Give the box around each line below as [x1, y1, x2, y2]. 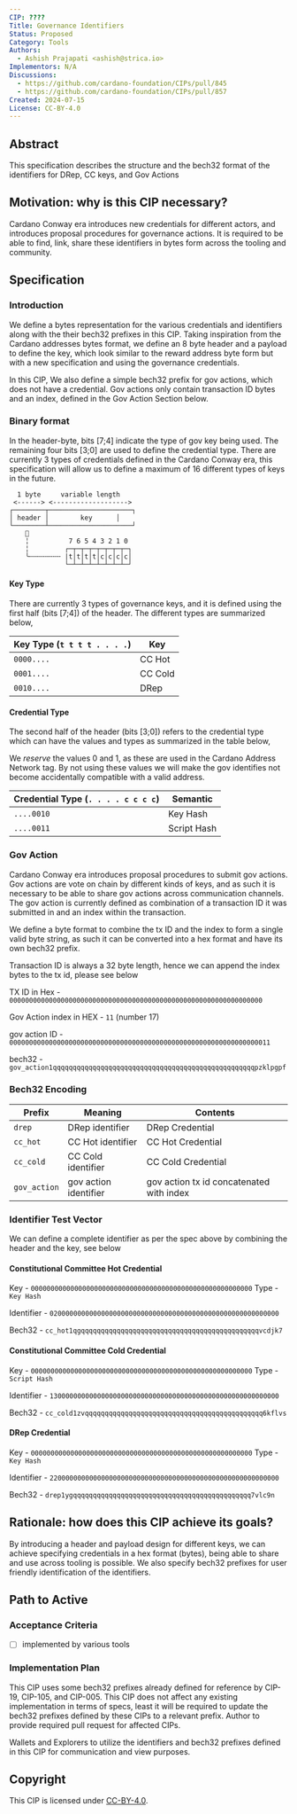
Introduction [9, 299, 64, 311]
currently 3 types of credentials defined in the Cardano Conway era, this [9, 454, 273, 465]
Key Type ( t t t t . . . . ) [13, 638, 132, 651]
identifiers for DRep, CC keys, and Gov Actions [9, 169, 179, 180]
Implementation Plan [9, 1662, 100, 1674]
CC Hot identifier [67, 1136, 138, 1148]
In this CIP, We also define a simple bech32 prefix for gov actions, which [9, 374, 273, 385]
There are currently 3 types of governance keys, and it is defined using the [9, 598, 282, 609]
